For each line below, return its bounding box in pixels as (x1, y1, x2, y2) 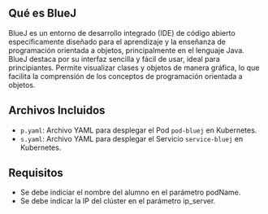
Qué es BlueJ (8, 7, 77, 20)
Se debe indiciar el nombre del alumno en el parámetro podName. (19, 187, 241, 198)
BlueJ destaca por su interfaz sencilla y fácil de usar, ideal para (8, 54, 221, 63)
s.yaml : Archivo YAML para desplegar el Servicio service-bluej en (19, 133, 244, 143)
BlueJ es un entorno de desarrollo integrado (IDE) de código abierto (8, 28, 236, 37)
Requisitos (8, 166, 63, 180)
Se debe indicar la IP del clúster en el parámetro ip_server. (19, 196, 216, 206)
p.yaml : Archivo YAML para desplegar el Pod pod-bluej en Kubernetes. (19, 125, 257, 135)
